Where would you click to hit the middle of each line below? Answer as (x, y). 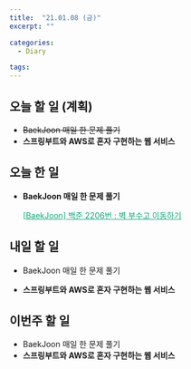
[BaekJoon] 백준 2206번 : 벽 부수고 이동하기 (102, 215)
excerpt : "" (32, 26)
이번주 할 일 (40, 320)
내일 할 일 (34, 247)
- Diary (32, 51)
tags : (19, 68)
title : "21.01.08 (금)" (55, 18)
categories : (32, 43)
